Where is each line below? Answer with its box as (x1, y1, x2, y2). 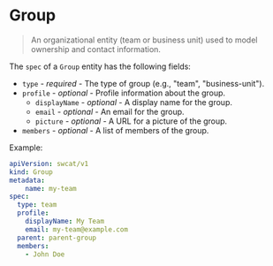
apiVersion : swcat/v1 (9, 159, 89, 168)
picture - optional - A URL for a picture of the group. (34, 116, 228, 126)
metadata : (9, 176, 46, 185)
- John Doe (25, 249, 65, 259)
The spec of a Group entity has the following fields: (9, 61, 192, 72)
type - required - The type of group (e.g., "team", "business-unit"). (21, 78, 265, 88)
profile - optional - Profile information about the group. (21, 87, 226, 98)
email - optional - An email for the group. (34, 106, 185, 117)
